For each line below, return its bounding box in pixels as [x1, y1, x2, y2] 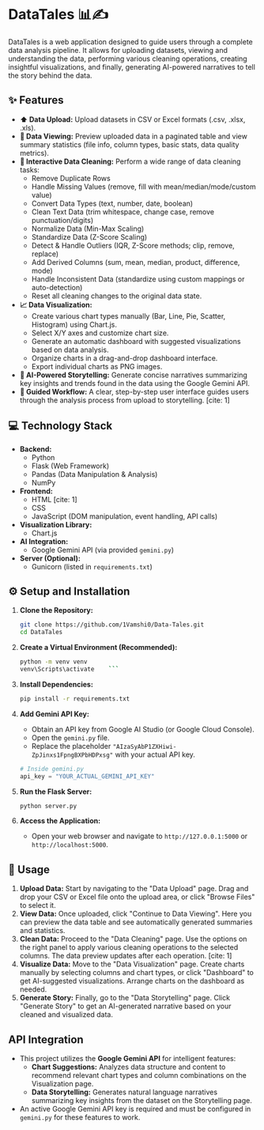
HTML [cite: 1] [31, 494, 77, 504]
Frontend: [19, 486, 53, 496]
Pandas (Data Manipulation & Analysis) [31, 469, 158, 478]
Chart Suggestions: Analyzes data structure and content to [31, 1062, 226, 1071]
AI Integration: [19, 536, 69, 546]
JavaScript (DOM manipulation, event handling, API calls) [31, 511, 218, 521]
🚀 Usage [8, 863, 50, 876]
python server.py [19, 802, 77, 810]
